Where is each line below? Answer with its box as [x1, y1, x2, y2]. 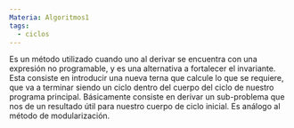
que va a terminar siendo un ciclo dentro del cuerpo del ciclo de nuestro [9, 82, 274, 93]
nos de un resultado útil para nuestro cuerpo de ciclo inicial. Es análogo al [9, 101, 281, 112]
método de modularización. [9, 110, 110, 121]
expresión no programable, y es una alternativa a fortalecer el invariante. [9, 63, 276, 74]
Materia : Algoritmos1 [9, 12, 90, 22]
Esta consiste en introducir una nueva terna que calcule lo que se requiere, [9, 73, 284, 84]
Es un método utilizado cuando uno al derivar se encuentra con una [9, 54, 258, 65]
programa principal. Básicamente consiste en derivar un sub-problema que [9, 92, 285, 102]
